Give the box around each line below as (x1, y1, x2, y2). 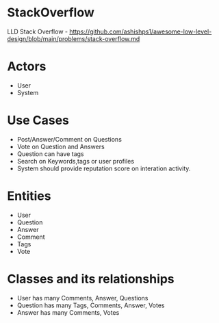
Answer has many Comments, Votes (16, 308, 120, 316)
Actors (7, 59, 47, 75)
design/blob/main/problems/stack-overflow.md (7, 34, 140, 42)
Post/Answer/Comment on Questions (16, 135, 122, 143)
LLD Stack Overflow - (7, 27, 68, 36)
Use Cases (7, 113, 70, 128)
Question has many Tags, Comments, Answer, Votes (16, 301, 165, 309)
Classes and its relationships (7, 271, 175, 287)
